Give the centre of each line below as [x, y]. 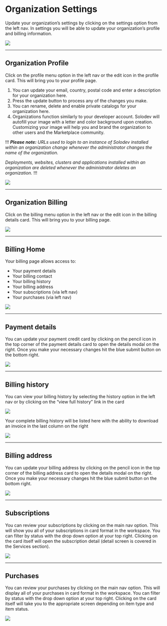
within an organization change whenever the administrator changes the [79, 147]
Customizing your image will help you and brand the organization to [82, 127]
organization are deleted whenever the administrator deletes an [71, 167]
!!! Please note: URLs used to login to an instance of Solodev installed [77, 142]
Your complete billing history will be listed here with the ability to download [82, 421]
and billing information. [29, 33]
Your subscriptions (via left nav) [45, 292]
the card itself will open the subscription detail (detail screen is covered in [81, 541]
